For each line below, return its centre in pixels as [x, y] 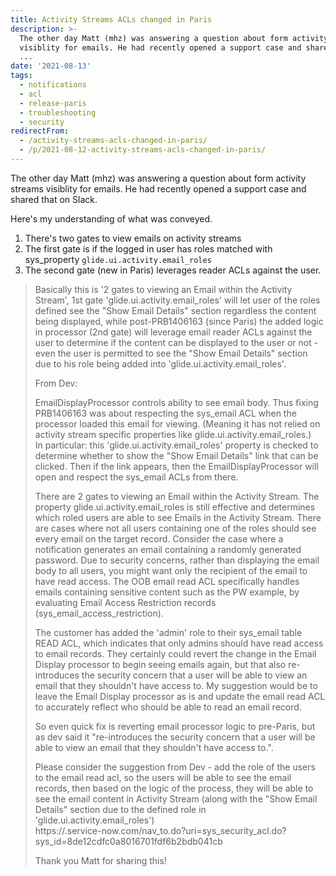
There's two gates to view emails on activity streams [133, 238]
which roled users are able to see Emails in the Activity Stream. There [178, 517]
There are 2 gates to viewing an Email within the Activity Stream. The [177, 496]
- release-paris [53, 103]
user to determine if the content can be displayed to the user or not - [176, 342]
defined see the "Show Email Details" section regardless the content [175, 310]
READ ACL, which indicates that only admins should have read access [179, 643]
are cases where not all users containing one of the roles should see [175, 528]
